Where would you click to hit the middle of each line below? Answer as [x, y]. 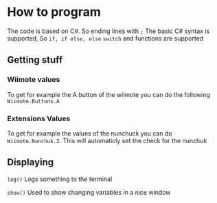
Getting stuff [35, 60]
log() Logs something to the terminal [60, 179]
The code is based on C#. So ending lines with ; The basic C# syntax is [108, 31]
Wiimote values [34, 80]
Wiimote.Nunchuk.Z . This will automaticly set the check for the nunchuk [107, 140]
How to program [54, 12]
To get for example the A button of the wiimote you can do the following [109, 94]
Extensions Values [39, 118]
